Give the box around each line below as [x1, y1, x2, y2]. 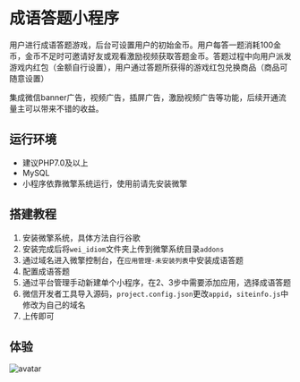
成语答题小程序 [9, 8, 120, 29]
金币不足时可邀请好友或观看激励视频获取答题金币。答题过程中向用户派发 [24, 50, 292, 61]
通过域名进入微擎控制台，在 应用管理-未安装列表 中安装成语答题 [21, 254, 244, 265]
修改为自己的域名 [21, 299, 86, 310]
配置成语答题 [21, 266, 70, 276]
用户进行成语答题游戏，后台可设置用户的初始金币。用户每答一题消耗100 [9, 39, 274, 50]
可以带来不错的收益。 [24, 103, 104, 114]
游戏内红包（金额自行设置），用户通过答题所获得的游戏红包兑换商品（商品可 [9, 62, 288, 72]
